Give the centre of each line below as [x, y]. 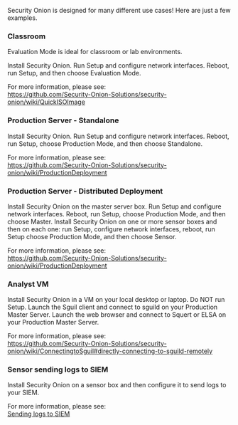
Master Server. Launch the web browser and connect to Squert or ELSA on [117, 315]
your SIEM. [23, 393]
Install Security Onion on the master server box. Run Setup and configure [114, 206]
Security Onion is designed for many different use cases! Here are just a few [119, 10]
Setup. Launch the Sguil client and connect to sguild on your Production [113, 307]
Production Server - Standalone [63, 120]
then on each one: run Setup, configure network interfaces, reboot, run [111, 229]
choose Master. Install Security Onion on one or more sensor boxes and [112, 221]
